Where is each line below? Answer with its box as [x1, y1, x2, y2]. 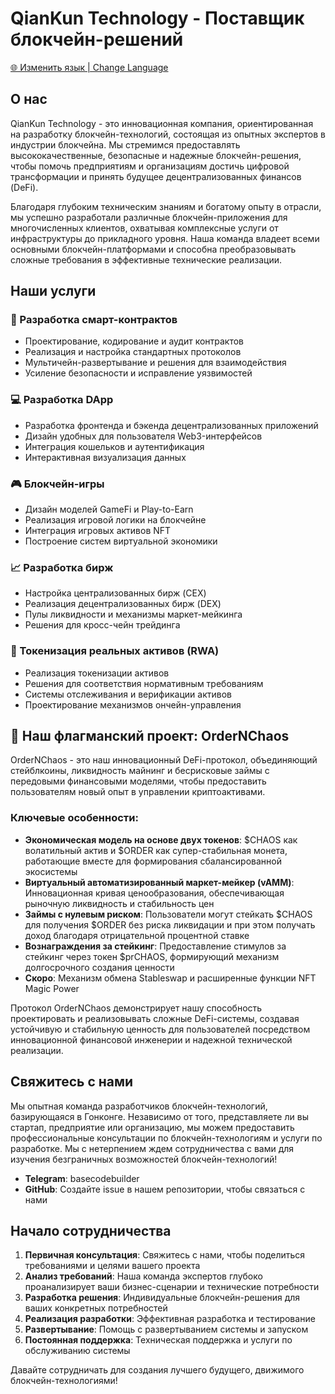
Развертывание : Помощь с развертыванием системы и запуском [24, 1323, 309, 1336]
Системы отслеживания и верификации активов [24, 688, 232, 700]
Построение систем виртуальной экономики [24, 535, 218, 547]
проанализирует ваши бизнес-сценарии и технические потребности [24, 1281, 320, 1293]
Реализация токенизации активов [24, 667, 170, 679]
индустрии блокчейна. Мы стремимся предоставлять [10, 138, 241, 151]
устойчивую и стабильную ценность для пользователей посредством [10, 1023, 311, 1035]
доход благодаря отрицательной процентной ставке [24, 929, 250, 941]
